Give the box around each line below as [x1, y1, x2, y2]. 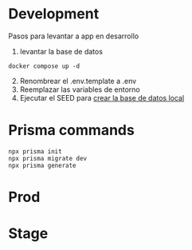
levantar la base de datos [19, 46, 104, 56]
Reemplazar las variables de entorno [19, 85, 141, 94]
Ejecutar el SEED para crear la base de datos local [19, 93, 185, 102]
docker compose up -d [8, 62, 80, 70]
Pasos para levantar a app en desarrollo [8, 31, 139, 41]
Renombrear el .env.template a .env [19, 76, 137, 85]
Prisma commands [8, 121, 135, 140]
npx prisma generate [8, 161, 77, 169]
